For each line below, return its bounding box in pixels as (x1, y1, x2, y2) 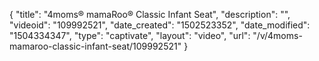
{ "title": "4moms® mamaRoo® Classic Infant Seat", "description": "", (9, 9, 291, 20)
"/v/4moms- (252, 30, 303, 41)
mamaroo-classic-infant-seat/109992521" (9, 40, 182, 52)
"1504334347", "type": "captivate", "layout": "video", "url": (9, 30, 251, 41)
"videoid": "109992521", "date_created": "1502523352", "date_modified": (9, 19, 311, 31)
